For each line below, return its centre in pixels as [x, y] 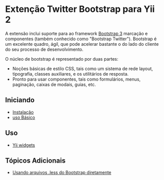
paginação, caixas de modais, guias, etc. [54, 84]
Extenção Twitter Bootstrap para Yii [80, 9]
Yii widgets [24, 145]
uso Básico [24, 117]
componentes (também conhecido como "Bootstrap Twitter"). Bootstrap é [81, 39]
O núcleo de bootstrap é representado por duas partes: [62, 59]
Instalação [23, 112]
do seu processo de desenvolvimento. [44, 49]
